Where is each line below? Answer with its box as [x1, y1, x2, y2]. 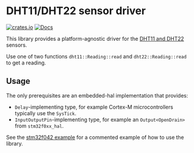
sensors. [6, 41, 28, 48]
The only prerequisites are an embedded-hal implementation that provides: [6, 92, 189, 99]
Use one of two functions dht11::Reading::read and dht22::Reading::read [6, 53, 187, 60]
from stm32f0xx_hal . [14, 122, 64, 129]
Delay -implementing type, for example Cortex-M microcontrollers [14, 103, 173, 110]
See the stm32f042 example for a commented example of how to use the [6, 134, 185, 141]
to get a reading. [6, 59, 46, 66]
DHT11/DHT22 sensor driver [6, 4, 146, 18]
